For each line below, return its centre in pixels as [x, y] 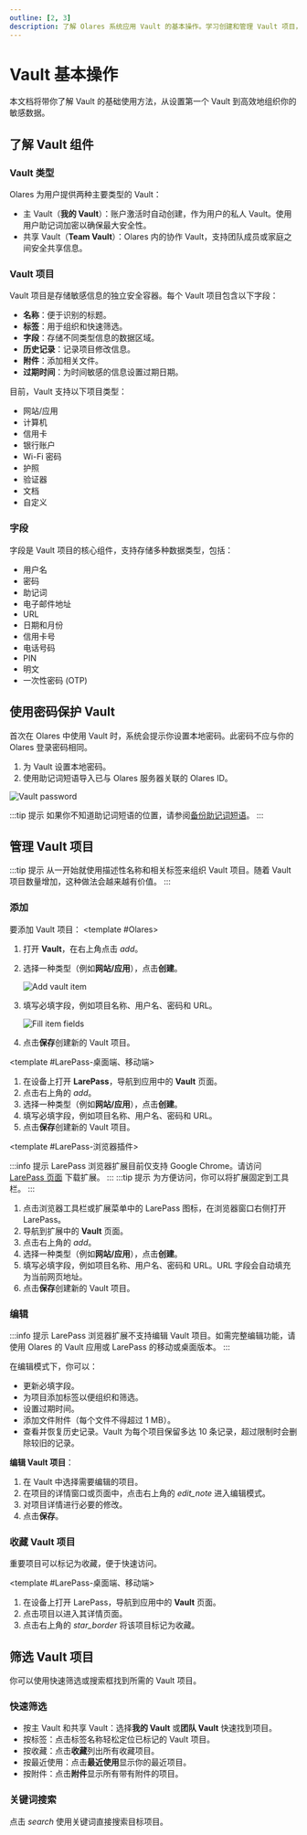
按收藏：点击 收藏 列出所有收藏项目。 [91, 1751]
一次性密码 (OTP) [55, 680]
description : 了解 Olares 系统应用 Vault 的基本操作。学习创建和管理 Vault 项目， [156, 27]
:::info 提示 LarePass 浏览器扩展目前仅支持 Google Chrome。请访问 [136, 1165]
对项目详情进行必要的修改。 [75, 1504]
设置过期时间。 [51, 1408]
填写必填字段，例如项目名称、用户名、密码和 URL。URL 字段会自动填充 [157, 1265]
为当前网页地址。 [55, 1277]
